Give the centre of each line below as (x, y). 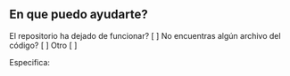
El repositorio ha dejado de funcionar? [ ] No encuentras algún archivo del (145, 35)
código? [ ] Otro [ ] (43, 45)
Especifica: (30, 62)
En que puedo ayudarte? (79, 15)
